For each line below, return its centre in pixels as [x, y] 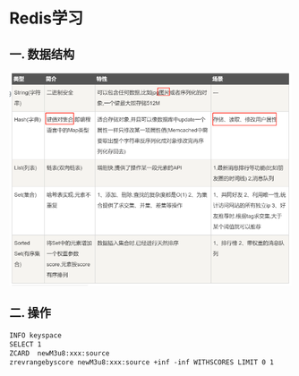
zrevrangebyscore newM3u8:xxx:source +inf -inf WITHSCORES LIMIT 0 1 [142, 362]
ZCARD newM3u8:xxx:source [60, 353]
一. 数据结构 [42, 54]
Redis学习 [46, 18]
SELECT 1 [26, 344]
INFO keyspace [36, 335]
